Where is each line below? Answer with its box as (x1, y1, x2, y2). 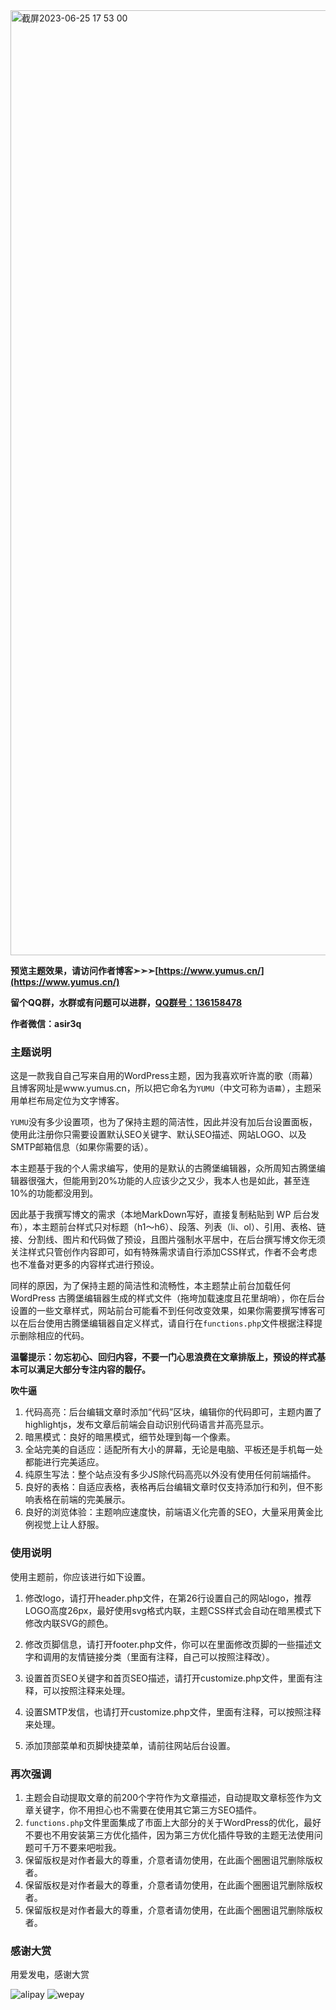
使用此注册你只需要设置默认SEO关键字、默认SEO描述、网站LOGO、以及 (10, 1129, 307, 1141)
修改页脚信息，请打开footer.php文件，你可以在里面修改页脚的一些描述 (24, 1638, 313, 1650)
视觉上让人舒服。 (33, 1519, 105, 1531)
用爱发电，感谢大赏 (10, 1969, 90, 1981)
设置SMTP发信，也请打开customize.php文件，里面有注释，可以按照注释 (24, 1705, 322, 1718)
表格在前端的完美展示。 (33, 1494, 131, 1506)
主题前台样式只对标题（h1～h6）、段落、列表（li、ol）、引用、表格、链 (40, 1221, 326, 1233)
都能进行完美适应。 (24, 1456, 105, 1468)
